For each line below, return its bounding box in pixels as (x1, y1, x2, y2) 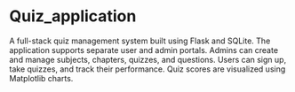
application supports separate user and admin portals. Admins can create (9, 44, 278, 55)
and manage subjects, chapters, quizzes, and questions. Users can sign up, (9, 54, 287, 65)
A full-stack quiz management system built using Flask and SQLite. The (9, 35, 271, 46)
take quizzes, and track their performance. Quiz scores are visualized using (9, 64, 286, 74)
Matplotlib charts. (9, 73, 74, 83)
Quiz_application (9, 6, 137, 27)
